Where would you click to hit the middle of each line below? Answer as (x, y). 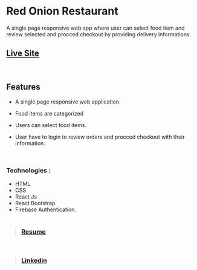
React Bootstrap (35, 203)
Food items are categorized (49, 113)
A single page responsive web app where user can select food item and (95, 28)
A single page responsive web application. (68, 102)
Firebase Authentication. (46, 209)
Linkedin (34, 260)
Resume (34, 231)
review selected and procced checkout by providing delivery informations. (99, 34)
